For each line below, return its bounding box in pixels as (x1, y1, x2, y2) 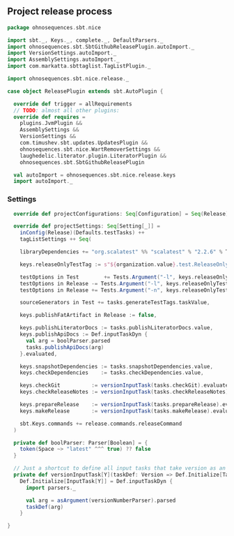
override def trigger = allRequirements (13, 100, 132, 107)
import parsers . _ (25, 484, 77, 491)
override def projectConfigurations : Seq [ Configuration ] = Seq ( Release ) (13, 210, 229, 217)
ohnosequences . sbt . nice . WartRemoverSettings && (19, 146, 160, 153)
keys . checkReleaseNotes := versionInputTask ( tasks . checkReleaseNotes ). (19, 389, 232, 396)
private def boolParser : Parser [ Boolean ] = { (13, 439, 148, 446)
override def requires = (13, 113, 86, 121)
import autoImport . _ (13, 178, 73, 185)
